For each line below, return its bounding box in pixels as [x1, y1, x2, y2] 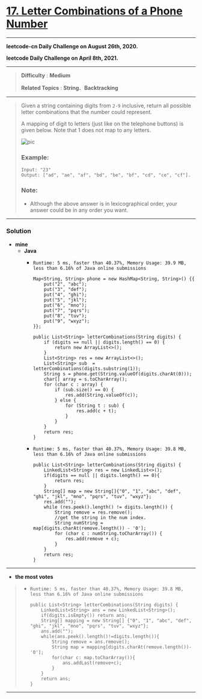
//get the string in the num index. [54, 514, 147, 520]
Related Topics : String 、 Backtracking [20, 84, 118, 91]
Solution [6, 227, 32, 235]
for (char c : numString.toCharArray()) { [54, 530, 163, 537]
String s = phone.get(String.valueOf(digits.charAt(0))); [44, 371, 192, 377]
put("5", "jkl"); [44, 297, 87, 303]
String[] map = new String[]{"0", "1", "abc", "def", [44, 488, 182, 494]
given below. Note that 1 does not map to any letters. [20, 126, 151, 133]
